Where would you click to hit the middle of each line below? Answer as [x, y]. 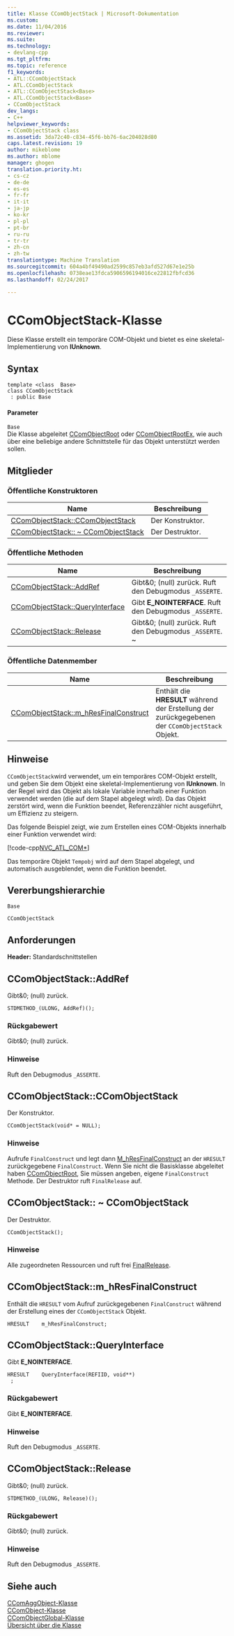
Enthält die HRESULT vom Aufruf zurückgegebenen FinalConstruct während [114, 1304]
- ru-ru [18, 234]
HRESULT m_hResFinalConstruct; [57, 1324]
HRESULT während [187, 700]
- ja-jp [18, 209]
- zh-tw [18, 254]
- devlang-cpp [28, 53]
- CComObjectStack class [43, 130]
